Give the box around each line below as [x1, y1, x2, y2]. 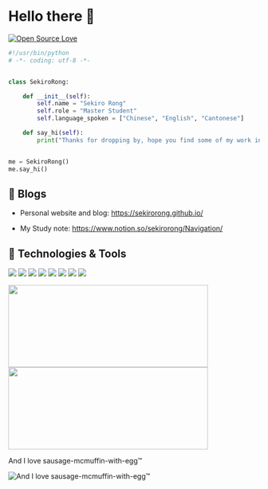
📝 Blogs [8, 187, 47, 200]
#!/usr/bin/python [8, 49, 69, 57]
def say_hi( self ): [22, 129, 84, 137]
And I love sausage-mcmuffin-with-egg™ [8, 456, 143, 466]
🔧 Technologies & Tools [8, 246, 127, 260]
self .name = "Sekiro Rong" [37, 100, 127, 108]
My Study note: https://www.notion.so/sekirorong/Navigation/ [19, 223, 223, 234]
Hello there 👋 [8, 7, 96, 26]
